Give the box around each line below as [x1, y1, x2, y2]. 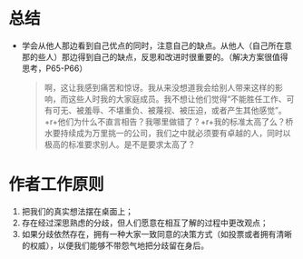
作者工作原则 [8, 174, 105, 195]
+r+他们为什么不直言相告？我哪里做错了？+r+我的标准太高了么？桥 [44, 115, 294, 127]
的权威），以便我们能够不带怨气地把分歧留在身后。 [21, 240, 210, 251]
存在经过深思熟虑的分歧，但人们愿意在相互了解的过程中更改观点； [21, 217, 269, 228]
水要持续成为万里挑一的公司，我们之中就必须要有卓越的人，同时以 [44, 127, 291, 138]
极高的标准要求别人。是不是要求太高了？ [44, 138, 196, 150]
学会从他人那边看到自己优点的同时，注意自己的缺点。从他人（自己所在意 [21, 40, 292, 51]
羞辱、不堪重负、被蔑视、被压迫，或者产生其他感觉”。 [83, 105, 287, 115]
